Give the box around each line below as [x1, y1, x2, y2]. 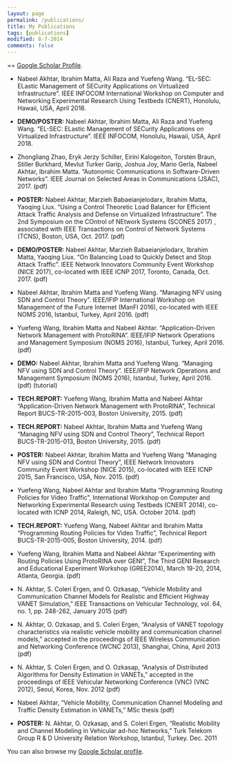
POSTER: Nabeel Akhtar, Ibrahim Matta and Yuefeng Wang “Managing [17, 450, 217, 459]
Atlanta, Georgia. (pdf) [17, 571, 81, 580]
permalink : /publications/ [7, 17, 85, 23]
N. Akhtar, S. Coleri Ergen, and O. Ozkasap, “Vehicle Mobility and [17, 585, 202, 593]
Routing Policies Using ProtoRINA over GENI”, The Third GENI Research [17, 557, 220, 565]
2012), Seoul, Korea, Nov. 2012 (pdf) [17, 685, 121, 693]
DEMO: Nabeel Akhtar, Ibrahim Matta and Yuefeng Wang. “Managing [17, 359, 213, 367]
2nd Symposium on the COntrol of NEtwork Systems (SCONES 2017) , [17, 218, 216, 225]
